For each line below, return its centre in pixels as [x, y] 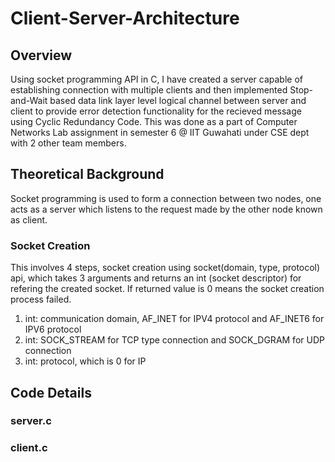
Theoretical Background [87, 174]
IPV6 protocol [53, 329]
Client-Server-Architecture [125, 18]
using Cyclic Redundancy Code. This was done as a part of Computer [154, 121]
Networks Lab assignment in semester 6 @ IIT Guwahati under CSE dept [160, 132]
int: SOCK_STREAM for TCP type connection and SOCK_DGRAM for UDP [174, 340]
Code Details [51, 392]
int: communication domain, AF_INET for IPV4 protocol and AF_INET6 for [174, 319]
